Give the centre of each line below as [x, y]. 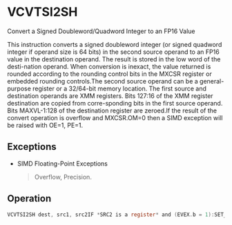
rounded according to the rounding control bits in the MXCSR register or [109, 74]
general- [212, 81]
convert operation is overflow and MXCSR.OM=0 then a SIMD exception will [115, 117]
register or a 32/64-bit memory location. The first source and [119, 88]
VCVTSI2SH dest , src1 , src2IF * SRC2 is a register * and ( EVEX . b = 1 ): [111, 215]
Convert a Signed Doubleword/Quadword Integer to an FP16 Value [101, 31]
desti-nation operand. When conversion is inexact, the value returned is [109, 66]
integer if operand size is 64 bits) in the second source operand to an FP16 [113, 52]
